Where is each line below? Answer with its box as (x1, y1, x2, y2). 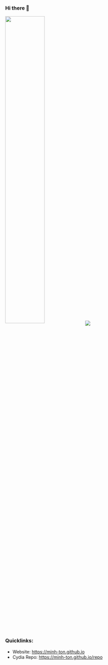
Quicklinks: (5, 637, 33, 644)
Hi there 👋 (5, 5, 30, 12)
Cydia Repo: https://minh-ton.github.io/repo (12, 654, 103, 660)
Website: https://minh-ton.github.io (12, 648, 85, 654)
